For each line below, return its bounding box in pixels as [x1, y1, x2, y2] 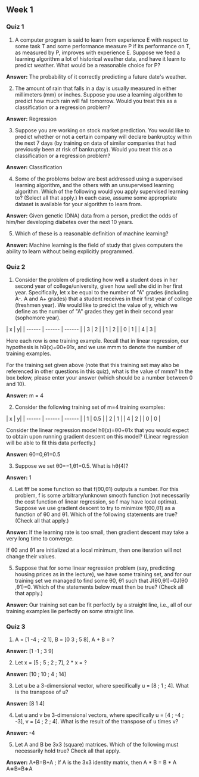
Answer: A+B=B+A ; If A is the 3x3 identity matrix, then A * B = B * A [6, 759, 177, 766]
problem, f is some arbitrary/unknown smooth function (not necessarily [14, 492, 190, 499]
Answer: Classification [6, 163, 63, 170]
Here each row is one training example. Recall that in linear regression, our [6, 337, 189, 344]
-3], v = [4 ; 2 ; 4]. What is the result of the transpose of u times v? [14, 718, 179, 725]
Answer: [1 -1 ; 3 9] [6, 648, 54, 655]
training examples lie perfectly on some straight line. [6, 607, 135, 614]
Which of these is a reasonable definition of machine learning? [14, 229, 169, 237]
